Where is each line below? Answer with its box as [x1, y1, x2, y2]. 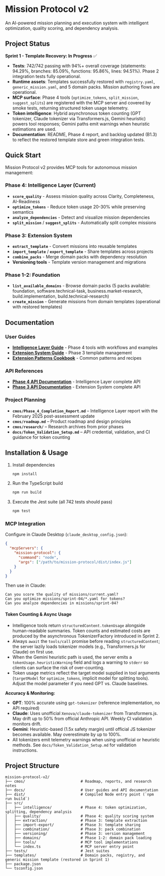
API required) [12, 705, 40, 711]
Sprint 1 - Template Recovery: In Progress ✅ [5, 53, 98, 59]
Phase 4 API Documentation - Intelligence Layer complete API [12, 379, 141, 385]
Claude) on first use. [12, 648, 55, 654]
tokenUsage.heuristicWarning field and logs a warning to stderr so [12, 659, 149, 665]
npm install [12, 471, 37, 477]
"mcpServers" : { [9, 546, 43, 551]
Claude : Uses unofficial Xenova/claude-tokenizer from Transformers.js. [12, 710, 159, 716]
